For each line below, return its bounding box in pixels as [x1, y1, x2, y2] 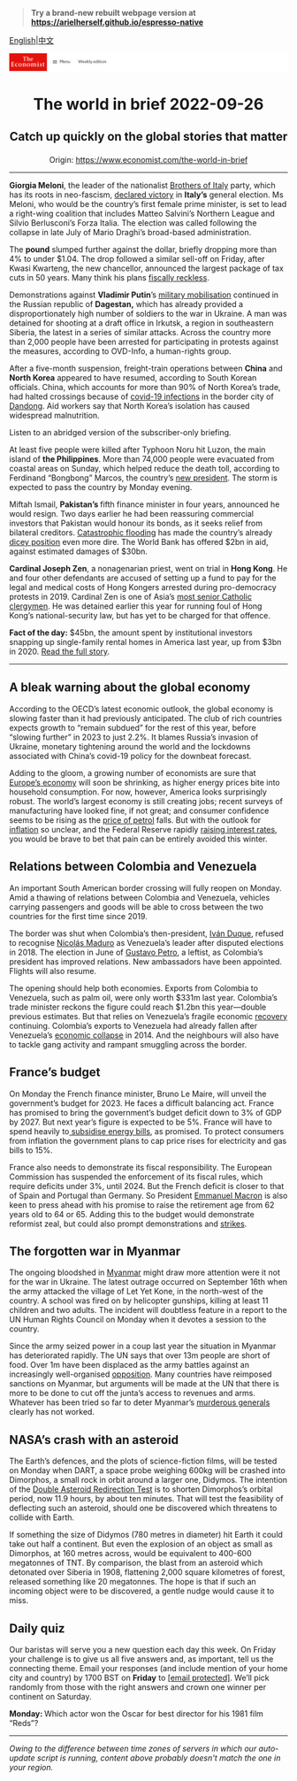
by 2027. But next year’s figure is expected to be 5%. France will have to [9, 1117, 272, 1127]
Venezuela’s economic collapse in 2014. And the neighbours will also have [9, 1030, 279, 1040]
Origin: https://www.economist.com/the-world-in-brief [49, 155, 248, 165]
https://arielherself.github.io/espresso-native [30, 17, 204, 27]
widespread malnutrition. [9, 411, 100, 421]
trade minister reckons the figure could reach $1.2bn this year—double [9, 1002, 267, 1012]
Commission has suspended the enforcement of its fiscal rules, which [9, 1171, 263, 1182]
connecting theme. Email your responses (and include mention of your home [9, 1662, 288, 1673]
